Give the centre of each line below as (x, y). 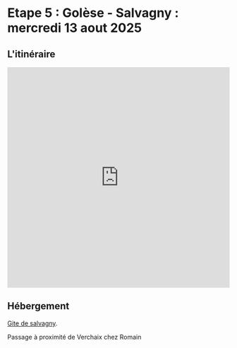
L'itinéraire (31, 54)
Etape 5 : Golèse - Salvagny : (93, 13)
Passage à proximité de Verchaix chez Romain (74, 337)
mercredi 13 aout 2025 (75, 28)
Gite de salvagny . (32, 323)
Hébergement (38, 306)
